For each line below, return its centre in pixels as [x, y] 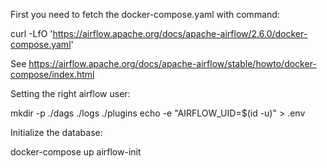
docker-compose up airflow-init [76, 152]
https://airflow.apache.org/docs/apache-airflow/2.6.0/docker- [180, 33]
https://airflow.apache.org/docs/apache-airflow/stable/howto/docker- [172, 63]
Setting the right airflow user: [70, 93]
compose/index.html [52, 74]
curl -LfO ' [31, 33]
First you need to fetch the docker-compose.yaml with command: [145, 14]
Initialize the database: [56, 132]
